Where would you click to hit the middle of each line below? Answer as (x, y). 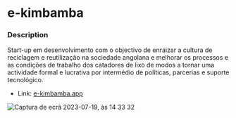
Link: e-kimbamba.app (50, 93)
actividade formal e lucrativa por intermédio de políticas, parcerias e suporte (118, 72)
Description (28, 35)
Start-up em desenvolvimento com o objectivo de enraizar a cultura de (110, 50)
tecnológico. (25, 80)
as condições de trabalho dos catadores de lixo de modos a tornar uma (111, 65)
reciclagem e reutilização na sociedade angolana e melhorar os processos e (118, 58)
